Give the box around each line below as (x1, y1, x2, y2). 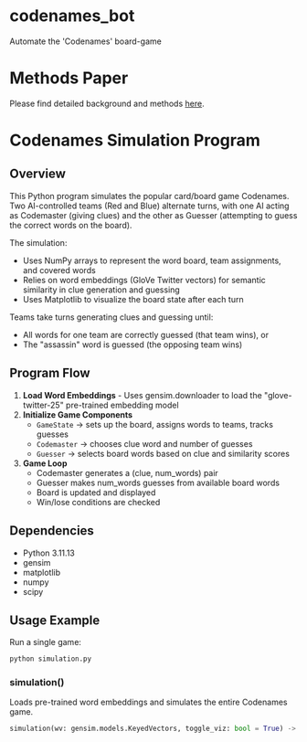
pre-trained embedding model (65, 399, 180, 410)
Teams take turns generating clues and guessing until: (9, 312, 214, 323)
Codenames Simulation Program (9, 130, 260, 151)
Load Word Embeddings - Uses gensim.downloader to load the (22, 389, 262, 400)
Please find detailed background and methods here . (9, 98, 205, 109)
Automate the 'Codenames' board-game (9, 36, 162, 47)
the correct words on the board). (9, 219, 132, 230)
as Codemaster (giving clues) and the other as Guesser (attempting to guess (9, 209, 298, 220)
